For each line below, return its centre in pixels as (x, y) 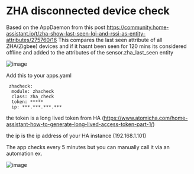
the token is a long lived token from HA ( (55, 118)
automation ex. (24, 153)
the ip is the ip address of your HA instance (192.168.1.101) (76, 136)
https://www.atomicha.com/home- (146, 118)
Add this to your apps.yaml (39, 75)
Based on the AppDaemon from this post (56, 27)
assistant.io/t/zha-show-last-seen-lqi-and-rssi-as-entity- (76, 33)
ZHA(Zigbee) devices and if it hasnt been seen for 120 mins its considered (97, 46)
